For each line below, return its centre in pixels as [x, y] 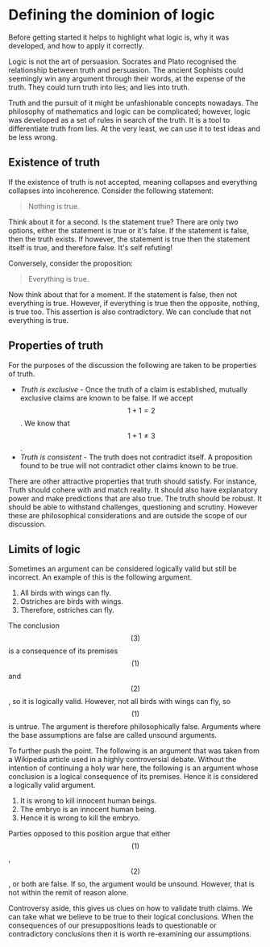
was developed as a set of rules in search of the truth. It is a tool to [119, 119]
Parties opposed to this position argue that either [89, 834]
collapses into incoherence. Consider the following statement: [111, 191]
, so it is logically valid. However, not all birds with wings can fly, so [120, 702]
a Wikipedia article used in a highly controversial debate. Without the [123, 760]
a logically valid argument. [52, 786]
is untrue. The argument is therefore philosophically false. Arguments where [135, 727]
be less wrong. [33, 137]
